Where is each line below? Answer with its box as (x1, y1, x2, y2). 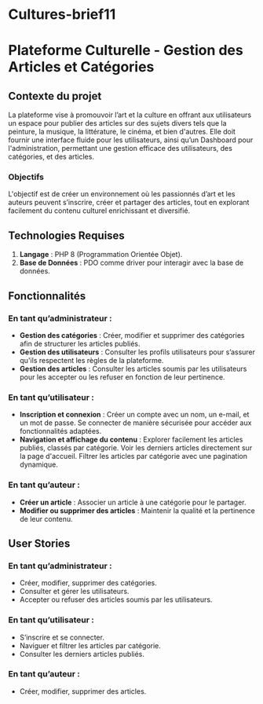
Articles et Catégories (8, 58, 155, 76)
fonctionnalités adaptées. (19, 427, 102, 436)
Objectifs (8, 171, 45, 182)
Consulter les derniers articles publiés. (19, 649, 145, 658)
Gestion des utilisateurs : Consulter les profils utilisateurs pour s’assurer (19, 347, 256, 357)
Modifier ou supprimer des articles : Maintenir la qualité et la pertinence (19, 505, 255, 515)
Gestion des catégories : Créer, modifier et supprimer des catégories (19, 330, 245, 339)
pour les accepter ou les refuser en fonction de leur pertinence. (19, 372, 225, 382)
